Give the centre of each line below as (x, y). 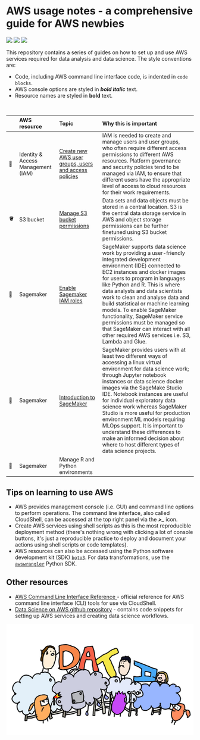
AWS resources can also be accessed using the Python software (94, 551)
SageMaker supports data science (144, 247)
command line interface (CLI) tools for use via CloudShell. (85, 603)
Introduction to (77, 397)
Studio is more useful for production (146, 413)
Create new (73, 151)
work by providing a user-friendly (144, 253)
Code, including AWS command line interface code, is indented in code (101, 76)
